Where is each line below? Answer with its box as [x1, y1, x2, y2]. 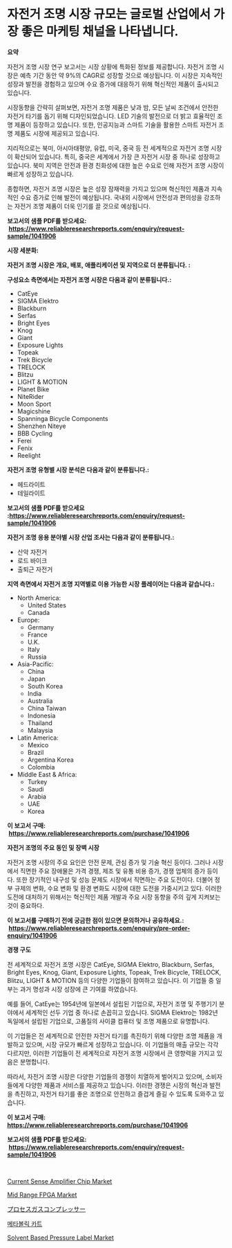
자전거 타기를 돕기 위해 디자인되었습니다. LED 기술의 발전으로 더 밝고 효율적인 [7, 112, 216, 120]
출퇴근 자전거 [17, 565, 53, 573]
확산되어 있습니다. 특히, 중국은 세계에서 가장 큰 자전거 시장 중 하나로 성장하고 [14, 152, 221, 161]
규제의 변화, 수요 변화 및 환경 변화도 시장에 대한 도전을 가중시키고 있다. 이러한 [14, 884, 222, 892]
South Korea [27, 681, 64, 690]
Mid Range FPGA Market [7, 1191, 77, 1199]
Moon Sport [17, 400, 52, 408]
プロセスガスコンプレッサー [7, 1204, 86, 1213]
